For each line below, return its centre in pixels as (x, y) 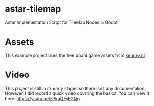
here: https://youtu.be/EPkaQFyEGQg (43, 98)
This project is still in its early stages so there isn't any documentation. (76, 88)
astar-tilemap (33, 9)
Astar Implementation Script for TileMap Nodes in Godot (61, 22)
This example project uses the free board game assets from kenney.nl (75, 55)
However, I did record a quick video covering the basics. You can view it (77, 93)
